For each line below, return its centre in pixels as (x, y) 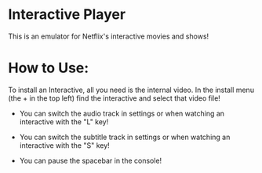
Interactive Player (67, 15)
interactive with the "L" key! (64, 121)
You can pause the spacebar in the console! (91, 160)
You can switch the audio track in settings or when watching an (122, 113)
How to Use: (49, 68)
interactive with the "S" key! (64, 145)
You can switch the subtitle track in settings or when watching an (125, 137)
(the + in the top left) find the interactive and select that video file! (115, 98)
